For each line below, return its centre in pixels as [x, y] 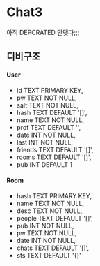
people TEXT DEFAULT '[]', [55, 218]
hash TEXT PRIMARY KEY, [54, 195]
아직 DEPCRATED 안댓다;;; [43, 32]
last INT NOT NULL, [45, 142]
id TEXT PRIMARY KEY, [50, 90]
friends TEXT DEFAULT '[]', [55, 149]
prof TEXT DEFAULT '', [49, 127]
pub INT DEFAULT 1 [44, 164]
